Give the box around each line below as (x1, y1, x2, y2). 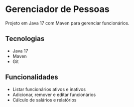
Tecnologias (5, 34, 45, 43)
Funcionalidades (5, 73, 59, 81)
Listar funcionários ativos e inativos (12, 86, 86, 92)
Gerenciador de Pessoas (5, 3, 109, 15)
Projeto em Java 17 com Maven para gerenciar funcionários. (5, 20, 129, 26)
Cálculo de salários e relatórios (12, 96, 77, 103)
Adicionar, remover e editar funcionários (12, 91, 96, 97)
